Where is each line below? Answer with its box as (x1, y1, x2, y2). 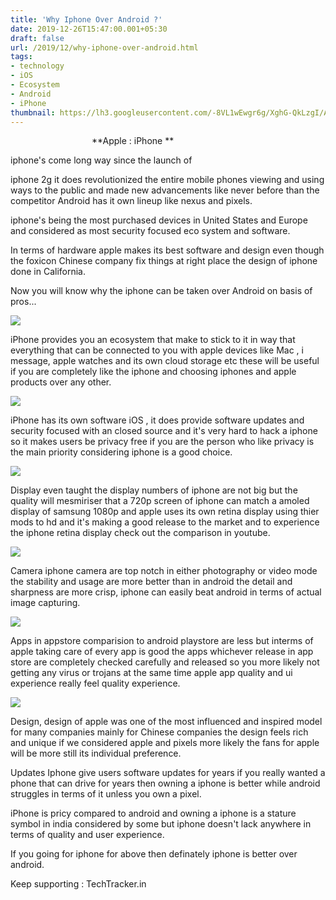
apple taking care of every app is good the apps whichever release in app (10, 646, 314, 658)
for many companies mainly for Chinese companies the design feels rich (10, 726, 309, 738)
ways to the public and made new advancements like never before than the (10, 184, 320, 196)
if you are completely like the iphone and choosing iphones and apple (10, 366, 297, 378)
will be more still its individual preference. (10, 747, 182, 760)
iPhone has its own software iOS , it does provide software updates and (10, 414, 305, 426)
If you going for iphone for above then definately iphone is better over (10, 848, 298, 860)
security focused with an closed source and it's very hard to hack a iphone (10, 425, 318, 437)
